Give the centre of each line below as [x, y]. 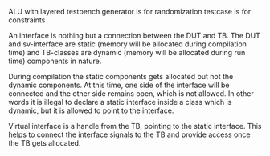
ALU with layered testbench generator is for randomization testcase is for [130, 12]
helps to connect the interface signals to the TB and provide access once [129, 134]
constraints [27, 20]
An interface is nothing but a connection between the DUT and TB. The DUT [135, 36]
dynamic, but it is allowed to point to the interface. [91, 110]
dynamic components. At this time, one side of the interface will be [119, 85]
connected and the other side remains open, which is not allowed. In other [131, 94]
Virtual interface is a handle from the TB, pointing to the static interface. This [135, 126]
